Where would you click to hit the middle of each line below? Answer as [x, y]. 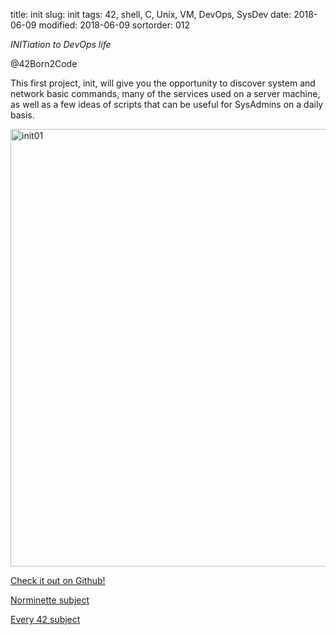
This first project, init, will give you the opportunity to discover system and [163, 83]
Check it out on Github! [58, 580]
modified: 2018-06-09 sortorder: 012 [114, 25]
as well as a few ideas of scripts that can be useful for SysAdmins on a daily [167, 104]
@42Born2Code [44, 63]
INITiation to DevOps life [61, 44]
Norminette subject [50, 600]
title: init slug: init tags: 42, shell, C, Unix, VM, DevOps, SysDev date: [151, 14]
